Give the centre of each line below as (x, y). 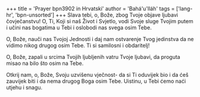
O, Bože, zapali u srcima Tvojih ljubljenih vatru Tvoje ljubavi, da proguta (93, 57)
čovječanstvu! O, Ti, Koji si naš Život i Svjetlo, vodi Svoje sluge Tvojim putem (100, 21)
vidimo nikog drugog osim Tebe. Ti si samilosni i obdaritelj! (78, 45)
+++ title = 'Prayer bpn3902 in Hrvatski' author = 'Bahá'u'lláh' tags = (90, 9)
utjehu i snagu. (24, 87)
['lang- (184, 9)
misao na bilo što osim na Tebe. (45, 63)
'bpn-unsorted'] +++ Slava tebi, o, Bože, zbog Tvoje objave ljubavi (97, 15)
